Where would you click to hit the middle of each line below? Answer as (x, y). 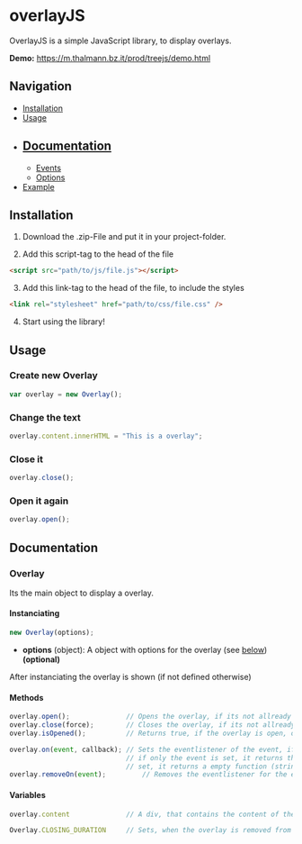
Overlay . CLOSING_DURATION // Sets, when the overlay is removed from (151, 830)
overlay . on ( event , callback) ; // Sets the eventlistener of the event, (146, 749)
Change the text (45, 417)
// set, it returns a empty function (196, 767)
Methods (27, 697)
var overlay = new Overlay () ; (66, 394)
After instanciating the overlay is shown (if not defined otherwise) (130, 676)
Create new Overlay (53, 376)
